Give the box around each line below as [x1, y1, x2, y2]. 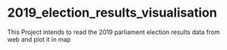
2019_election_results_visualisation [7, 5, 217, 21]
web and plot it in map [7, 35, 71, 43]
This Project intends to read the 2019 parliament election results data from [7, 28, 221, 36]
